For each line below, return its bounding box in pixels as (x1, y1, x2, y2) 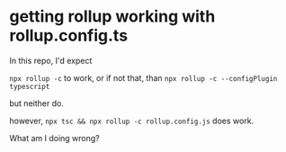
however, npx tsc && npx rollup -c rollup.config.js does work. (9, 115, 255, 126)
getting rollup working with (9, 6, 216, 27)
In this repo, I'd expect (9, 55, 93, 66)
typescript (9, 82, 50, 91)
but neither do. (9, 97, 65, 109)
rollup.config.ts (9, 25, 129, 46)
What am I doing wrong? (9, 132, 101, 143)
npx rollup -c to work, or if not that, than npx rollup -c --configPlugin (9, 72, 278, 83)
